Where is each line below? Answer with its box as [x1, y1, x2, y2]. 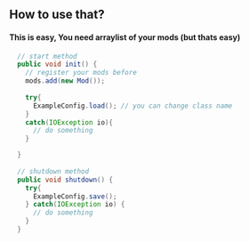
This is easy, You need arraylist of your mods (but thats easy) [9, 31, 241, 43]
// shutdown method [17, 166, 90, 176]
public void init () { [17, 60, 98, 69]
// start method [17, 52, 77, 60]
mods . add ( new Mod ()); [25, 77, 105, 85]
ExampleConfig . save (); [32, 191, 117, 201]
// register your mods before [25, 69, 138, 77]
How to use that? [9, 7, 105, 22]
